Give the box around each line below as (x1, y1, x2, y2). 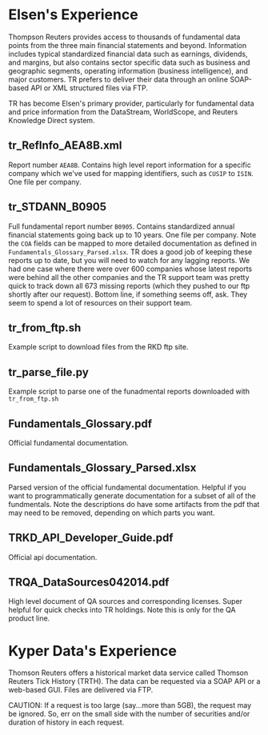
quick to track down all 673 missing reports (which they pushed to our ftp (8, 281, 250, 290)
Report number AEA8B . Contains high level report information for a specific (8, 160, 252, 170)
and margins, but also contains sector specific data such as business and (8, 58, 250, 67)
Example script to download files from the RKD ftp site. (8, 342, 189, 352)
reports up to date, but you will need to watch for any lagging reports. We (8, 255, 250, 265)
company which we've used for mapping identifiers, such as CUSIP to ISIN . (8, 168, 254, 178)
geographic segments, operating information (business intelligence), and (8, 66, 248, 75)
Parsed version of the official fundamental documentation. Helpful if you (8, 482, 246, 492)
